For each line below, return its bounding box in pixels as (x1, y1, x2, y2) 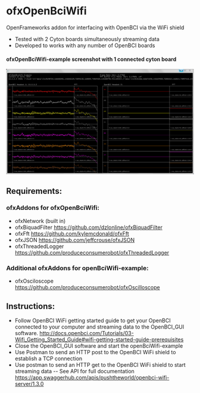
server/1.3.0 (14, 380, 44, 387)
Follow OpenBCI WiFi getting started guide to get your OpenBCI (14, 317, 171, 324)
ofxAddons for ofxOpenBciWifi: (6, 204, 100, 212)
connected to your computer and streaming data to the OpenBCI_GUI (14, 323, 185, 330)
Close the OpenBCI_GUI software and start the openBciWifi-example (14, 342, 183, 349)
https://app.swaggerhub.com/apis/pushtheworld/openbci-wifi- (14, 374, 170, 381)
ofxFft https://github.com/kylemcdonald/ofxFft (14, 230, 129, 237)
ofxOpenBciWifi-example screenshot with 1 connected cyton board (6, 55, 177, 63)
